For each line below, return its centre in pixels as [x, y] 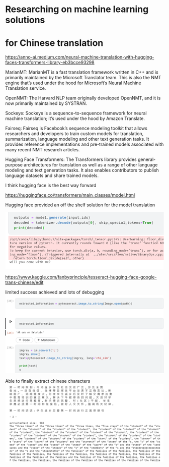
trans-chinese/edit [24, 282]
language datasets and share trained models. [52, 176]
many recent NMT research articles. [43, 150]
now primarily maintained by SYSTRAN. [46, 103]
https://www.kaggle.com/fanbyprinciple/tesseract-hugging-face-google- [81, 277]
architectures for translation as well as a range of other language [91, 165]
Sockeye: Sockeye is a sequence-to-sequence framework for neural [76, 113]
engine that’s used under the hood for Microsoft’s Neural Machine [73, 83]
